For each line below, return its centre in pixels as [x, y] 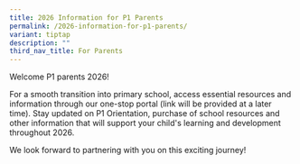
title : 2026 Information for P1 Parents [87, 18]
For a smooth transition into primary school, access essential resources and [150, 95]
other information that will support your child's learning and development [145, 123]
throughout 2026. [42, 132]
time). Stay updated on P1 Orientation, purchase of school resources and [145, 114]
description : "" [40, 43]
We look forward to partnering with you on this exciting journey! [128, 150]
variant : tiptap [40, 34]
